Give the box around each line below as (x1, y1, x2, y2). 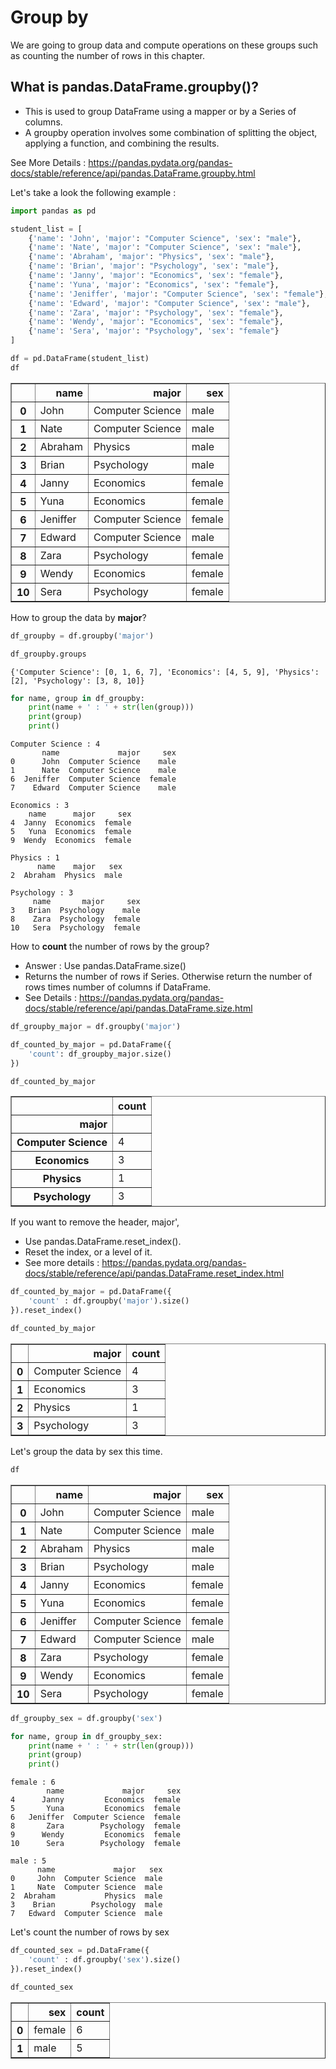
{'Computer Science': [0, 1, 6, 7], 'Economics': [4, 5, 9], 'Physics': (10, 667, 320, 677)
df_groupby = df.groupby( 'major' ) (10, 631, 155, 641)
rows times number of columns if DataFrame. (24, 981, 212, 993)
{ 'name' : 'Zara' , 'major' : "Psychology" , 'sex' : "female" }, (28, 307, 284, 318)
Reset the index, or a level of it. (24, 1246, 153, 1258)
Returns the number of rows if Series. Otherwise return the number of (24, 971, 313, 982)
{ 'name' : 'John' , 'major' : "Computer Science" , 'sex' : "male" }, (28, 233, 302, 243)
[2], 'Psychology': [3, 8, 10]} (10, 676, 145, 686)
